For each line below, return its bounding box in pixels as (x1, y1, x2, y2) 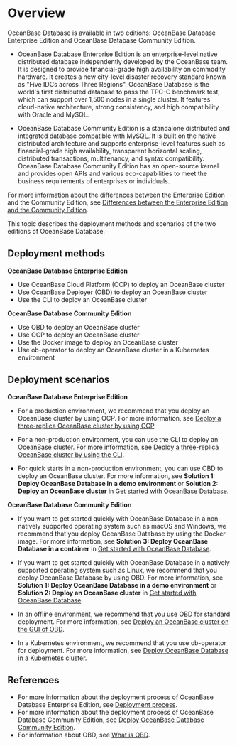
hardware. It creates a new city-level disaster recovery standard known (17, 72, 226, 81)
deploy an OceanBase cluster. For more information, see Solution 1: (17, 471, 216, 480)
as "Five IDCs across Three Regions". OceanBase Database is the (17, 80, 210, 88)
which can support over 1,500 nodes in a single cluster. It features (17, 94, 211, 104)
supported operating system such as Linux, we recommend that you (17, 566, 218, 574)
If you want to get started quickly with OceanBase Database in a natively (17, 558, 231, 566)
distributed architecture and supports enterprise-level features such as (17, 139, 226, 147)
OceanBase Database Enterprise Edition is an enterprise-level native (17, 50, 218, 58)
